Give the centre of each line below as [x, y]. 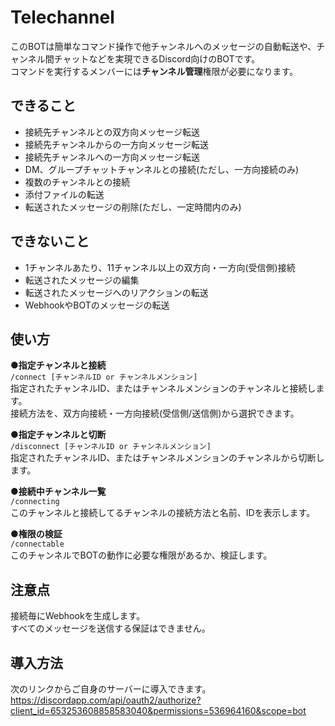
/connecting [35, 502]
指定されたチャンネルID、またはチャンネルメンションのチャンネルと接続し [163, 388]
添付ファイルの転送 [64, 194]
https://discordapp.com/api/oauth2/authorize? [106, 700]
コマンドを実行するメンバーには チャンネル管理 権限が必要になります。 [154, 71]
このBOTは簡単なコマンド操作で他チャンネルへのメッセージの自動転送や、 [163, 46]
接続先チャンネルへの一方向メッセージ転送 [112, 157]
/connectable [37, 544]
